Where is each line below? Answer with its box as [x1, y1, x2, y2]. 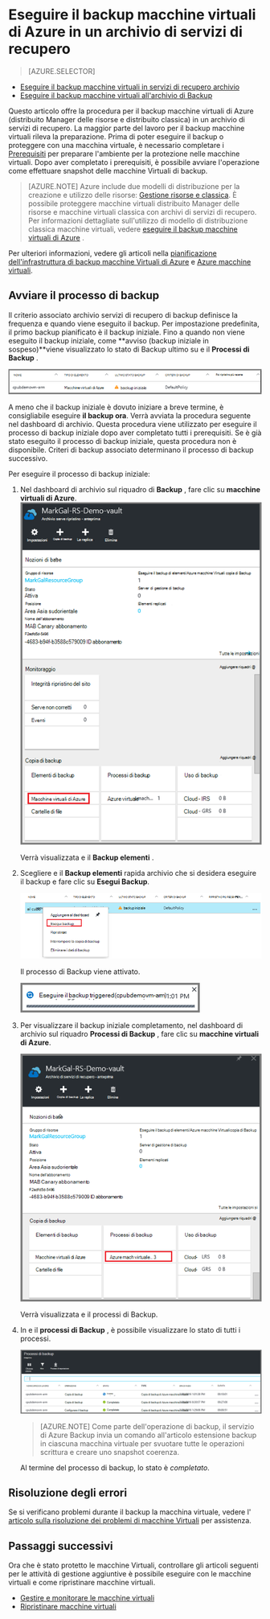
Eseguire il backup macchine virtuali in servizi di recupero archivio [19, 82, 239, 92]
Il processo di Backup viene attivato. [19, 967, 141, 976]
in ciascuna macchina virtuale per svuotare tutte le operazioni [39, 1438, 245, 1448]
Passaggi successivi [8, 1539, 114, 1553]
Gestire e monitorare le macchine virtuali [19, 1593, 155, 1603]
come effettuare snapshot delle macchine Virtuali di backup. [8, 166, 208, 175]
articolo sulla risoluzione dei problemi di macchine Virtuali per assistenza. [8, 1516, 252, 1526]
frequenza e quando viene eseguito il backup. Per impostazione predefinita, [8, 318, 260, 328]
